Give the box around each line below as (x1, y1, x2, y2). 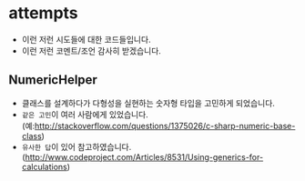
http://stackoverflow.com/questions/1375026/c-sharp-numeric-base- (34, 120, 296, 131)
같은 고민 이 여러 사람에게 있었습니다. (21, 108, 149, 120)
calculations (21, 161, 67, 172)
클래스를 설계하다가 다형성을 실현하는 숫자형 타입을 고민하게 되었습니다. (21, 97, 275, 108)
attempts (8, 3, 78, 24)
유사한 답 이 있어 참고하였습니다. (21, 141, 132, 152)
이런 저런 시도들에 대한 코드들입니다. (21, 34, 151, 45)
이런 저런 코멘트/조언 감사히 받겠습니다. (21, 45, 161, 56)
